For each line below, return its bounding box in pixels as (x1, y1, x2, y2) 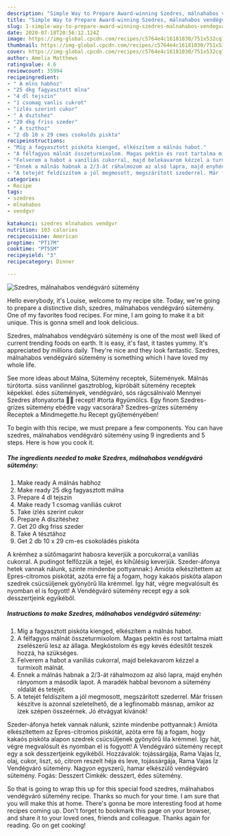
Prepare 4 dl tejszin (16, 493, 73, 501)
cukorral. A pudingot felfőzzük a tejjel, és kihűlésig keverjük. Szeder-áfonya (7, 557, 220, 566)
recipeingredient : (7, 73, 60, 81)
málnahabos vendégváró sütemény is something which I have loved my (7, 353, 209, 361)
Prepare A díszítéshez (16, 515, 79, 523)
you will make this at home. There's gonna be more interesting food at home (7, 799, 222, 807)
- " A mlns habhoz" (7, 80, 63, 87)
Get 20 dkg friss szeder (16, 522, 84, 530)
